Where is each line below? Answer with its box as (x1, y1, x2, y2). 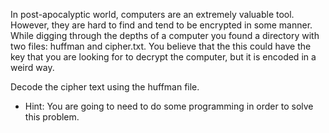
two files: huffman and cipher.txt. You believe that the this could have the (10, 40, 312, 52)
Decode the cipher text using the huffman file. (10, 81, 200, 93)
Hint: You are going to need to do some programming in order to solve (24, 100, 314, 112)
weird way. (10, 62, 55, 73)
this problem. (24, 111, 80, 123)
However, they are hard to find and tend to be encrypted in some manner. (10, 19, 313, 31)
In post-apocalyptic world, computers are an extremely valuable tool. (10, 9, 295, 20)
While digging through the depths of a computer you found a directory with (10, 30, 320, 41)
